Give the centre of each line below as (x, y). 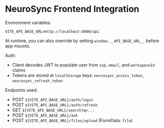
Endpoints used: (22, 90)
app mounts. (18, 46)
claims (19, 70)
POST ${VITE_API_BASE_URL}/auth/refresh (55, 104)
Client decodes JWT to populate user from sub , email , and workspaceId (83, 65)
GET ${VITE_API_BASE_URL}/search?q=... (53, 110)
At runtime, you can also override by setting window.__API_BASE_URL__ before (82, 41)
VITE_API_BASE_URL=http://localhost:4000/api (52, 31)
